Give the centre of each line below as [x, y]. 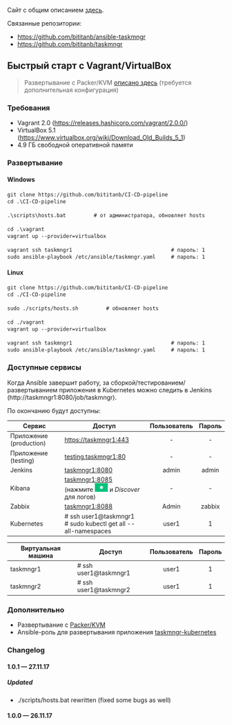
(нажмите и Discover [102, 490]
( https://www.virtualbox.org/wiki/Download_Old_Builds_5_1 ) [101, 138]
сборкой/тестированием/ [148, 383]
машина [41, 556]
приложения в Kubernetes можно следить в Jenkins [135, 389]
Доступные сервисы [44, 367]
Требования [29, 108]
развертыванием [32, 389]
